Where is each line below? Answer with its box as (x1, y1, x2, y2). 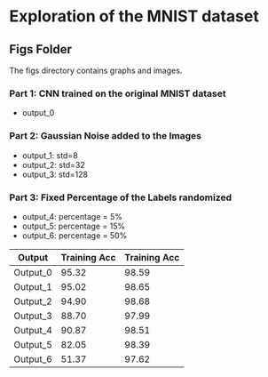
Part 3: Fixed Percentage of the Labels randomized (9, 191, 233, 204)
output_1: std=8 (21, 149, 78, 161)
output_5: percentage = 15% (21, 221, 126, 231)
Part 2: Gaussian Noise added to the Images (9, 130, 202, 142)
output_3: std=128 (21, 169, 89, 180)
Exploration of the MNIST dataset (9, 6, 259, 27)
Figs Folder (9, 42, 73, 57)
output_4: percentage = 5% (21, 211, 122, 221)
